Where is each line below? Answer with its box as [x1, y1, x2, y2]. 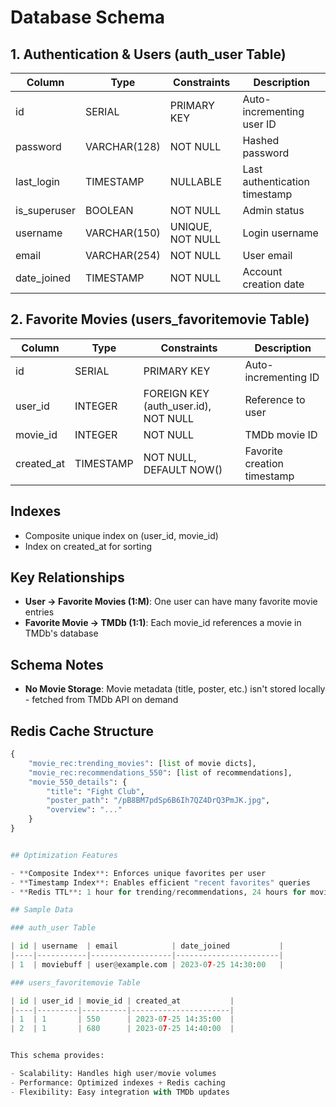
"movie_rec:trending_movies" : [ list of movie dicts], [28, 758, 257, 768]
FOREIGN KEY [143, 386, 210, 400]
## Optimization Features [10, 850, 118, 860]
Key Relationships [10, 569, 125, 586]
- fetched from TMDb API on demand [24, 694, 179, 706]
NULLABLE [169, 175, 222, 188]
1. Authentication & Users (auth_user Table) [10, 46, 287, 63]
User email [242, 249, 293, 262]
